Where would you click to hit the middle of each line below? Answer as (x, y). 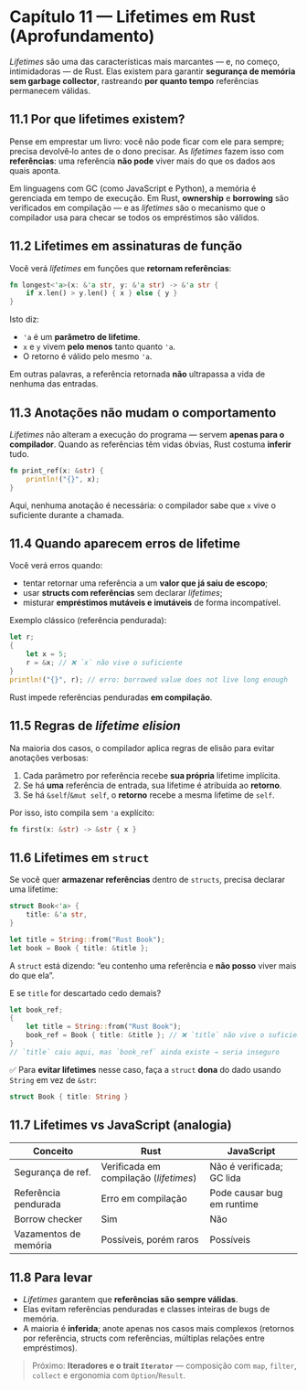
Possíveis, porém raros (150, 1239)
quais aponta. (35, 170)
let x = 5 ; (47, 654)
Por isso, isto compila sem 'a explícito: (82, 812)
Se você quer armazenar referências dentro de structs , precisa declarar (148, 880)
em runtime (234, 1204)
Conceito (53, 1151)
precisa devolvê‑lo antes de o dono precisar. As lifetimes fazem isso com (147, 151)
